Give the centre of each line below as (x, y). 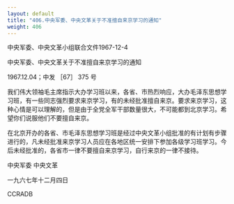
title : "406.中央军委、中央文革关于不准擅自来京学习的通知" (85, 20)
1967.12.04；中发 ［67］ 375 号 (52, 77)
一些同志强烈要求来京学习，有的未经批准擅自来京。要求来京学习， (126, 101)
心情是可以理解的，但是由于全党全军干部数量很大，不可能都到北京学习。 (117, 110)
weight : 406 (24, 27)
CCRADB (20, 194)
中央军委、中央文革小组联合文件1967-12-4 (68, 48)
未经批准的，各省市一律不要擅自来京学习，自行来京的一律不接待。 (108, 150)
